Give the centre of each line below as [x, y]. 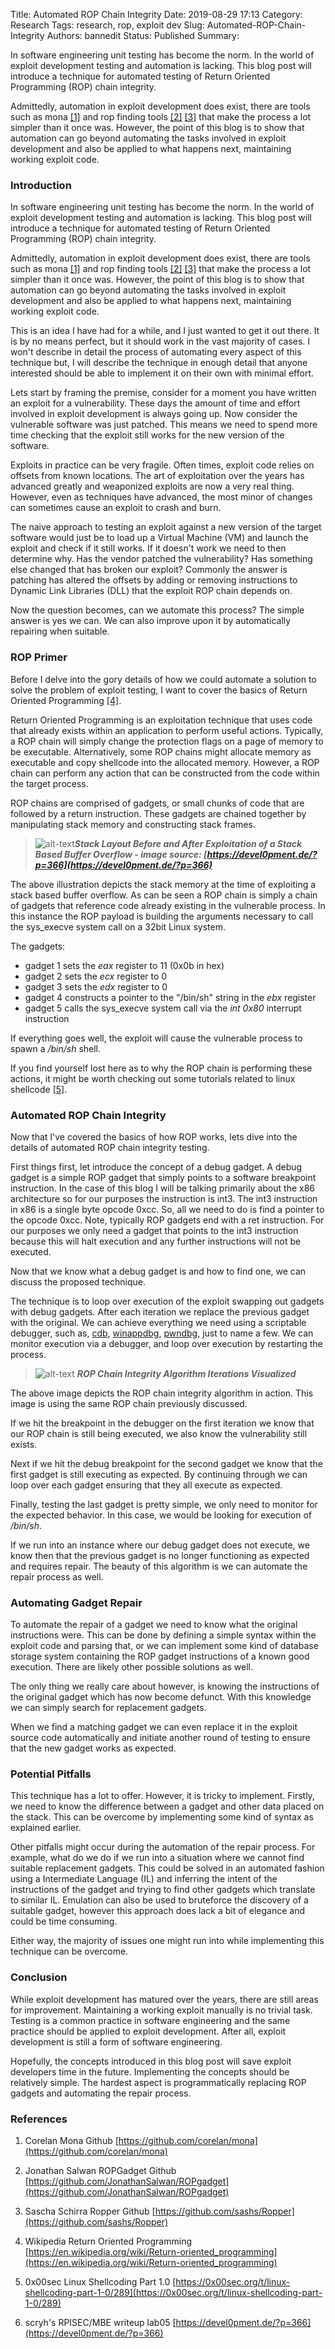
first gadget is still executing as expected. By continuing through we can [159, 1474]
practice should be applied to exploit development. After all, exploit [148, 2031]
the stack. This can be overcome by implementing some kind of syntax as [162, 1817]
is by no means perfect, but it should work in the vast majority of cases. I [160, 341]
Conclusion [39, 1977]
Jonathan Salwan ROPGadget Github [100, 2171]
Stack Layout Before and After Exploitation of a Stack [188, 843]
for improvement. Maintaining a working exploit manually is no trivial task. [161, 2010]
